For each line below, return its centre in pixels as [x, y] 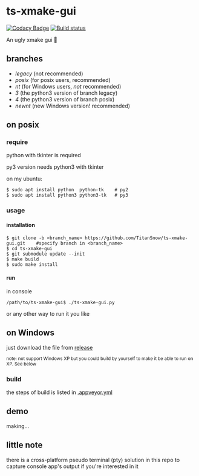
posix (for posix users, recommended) [63, 80]
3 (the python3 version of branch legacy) [66, 93]
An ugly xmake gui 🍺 [32, 39]
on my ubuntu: [24, 179]
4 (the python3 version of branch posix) [65, 99]
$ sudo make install [32, 264]
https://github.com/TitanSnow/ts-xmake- [136, 238]
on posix [23, 125]
